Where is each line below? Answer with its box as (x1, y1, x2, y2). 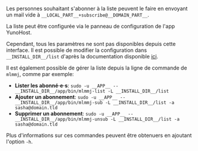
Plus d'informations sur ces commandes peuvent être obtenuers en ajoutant (6, 132, 192, 139)
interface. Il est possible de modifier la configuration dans (6, 47, 147, 54)
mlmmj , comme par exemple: (6, 71, 74, 77)
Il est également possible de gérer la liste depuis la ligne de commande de (6, 64, 187, 71)
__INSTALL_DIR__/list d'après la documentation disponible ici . (6, 53, 158, 60)
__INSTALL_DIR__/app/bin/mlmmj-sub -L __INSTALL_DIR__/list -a (14, 100, 175, 106)
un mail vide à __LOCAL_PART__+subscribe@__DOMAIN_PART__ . (6, 11, 149, 18)
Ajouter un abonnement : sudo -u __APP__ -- (14, 94, 126, 100)
